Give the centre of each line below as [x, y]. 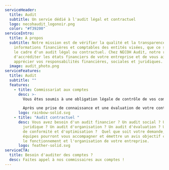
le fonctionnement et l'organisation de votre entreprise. [86, 141]
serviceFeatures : [23, 71]
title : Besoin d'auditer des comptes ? [51, 155]
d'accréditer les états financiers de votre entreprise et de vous [86, 57]
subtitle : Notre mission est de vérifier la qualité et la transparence [87, 43]
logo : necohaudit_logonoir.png [42, 24]
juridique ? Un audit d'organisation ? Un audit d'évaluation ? [92, 127]
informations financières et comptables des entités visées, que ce [87, 47]
